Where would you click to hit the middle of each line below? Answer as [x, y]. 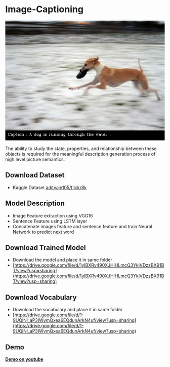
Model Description [35, 204]
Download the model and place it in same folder [62, 260]
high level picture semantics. [35, 159]
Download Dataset [35, 175]
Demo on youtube [25, 359]
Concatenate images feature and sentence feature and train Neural [82, 226]
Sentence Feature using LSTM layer [50, 221]
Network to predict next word [43, 232]
